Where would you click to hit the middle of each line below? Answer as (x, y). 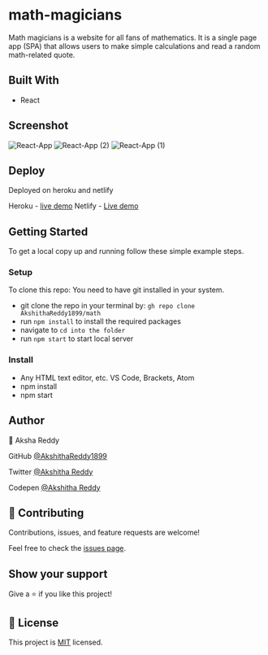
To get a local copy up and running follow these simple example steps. (126, 251)
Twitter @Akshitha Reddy (51, 472)
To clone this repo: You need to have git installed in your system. (117, 290)
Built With (34, 80)
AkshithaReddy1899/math (61, 314)
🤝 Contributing (46, 513)
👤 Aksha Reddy (34, 440)
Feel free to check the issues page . (67, 548)
